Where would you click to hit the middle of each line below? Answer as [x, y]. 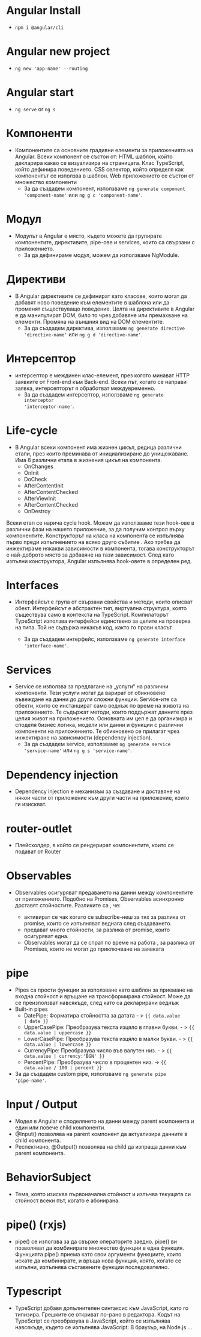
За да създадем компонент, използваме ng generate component [105, 188]
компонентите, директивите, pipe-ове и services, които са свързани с [105, 242]
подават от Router [38, 851]
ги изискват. [31, 804]
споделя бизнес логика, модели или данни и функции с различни [99, 725]
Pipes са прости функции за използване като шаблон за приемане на [104, 990]
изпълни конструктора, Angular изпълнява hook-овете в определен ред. [99, 561]
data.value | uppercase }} [58, 1033]
